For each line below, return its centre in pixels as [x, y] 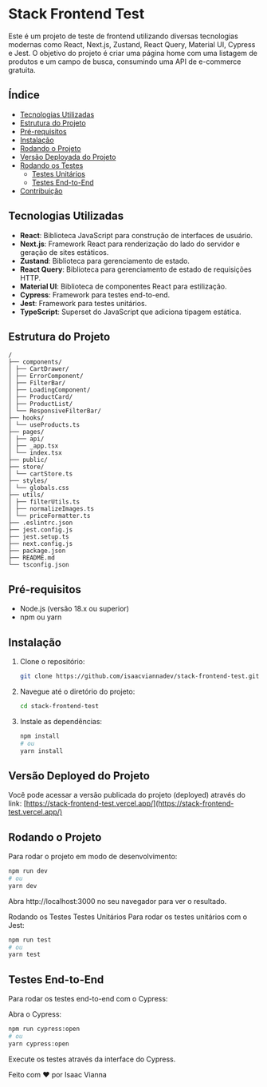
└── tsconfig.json [39, 565]
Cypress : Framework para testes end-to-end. [95, 295]
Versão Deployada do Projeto [68, 157]
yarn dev [23, 886]
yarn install [41, 751]
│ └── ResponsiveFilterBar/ [55, 411]
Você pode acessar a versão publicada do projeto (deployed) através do [127, 795]
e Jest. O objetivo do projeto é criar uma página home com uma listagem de [133, 53]
